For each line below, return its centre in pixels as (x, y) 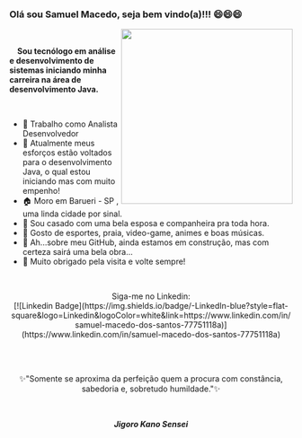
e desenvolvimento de (52, 61)
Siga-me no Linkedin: (151, 296)
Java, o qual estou (57, 172)
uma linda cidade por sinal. (72, 214)
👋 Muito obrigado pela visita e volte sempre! (104, 262)
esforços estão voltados (67, 153)
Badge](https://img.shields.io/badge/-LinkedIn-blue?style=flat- (172, 306)
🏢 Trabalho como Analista (70, 124)
